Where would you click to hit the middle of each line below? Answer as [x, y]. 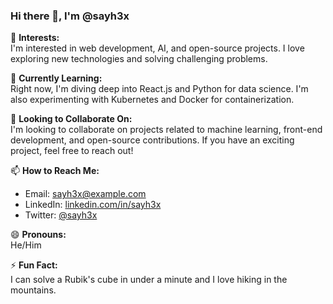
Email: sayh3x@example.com [85, 194]
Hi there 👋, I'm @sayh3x [70, 16]
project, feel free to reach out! [72, 151]
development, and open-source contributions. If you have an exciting [152, 140]
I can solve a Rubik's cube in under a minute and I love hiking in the [149, 280]
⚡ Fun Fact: [34, 265]
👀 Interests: [35, 38]
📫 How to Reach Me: [55, 171]
